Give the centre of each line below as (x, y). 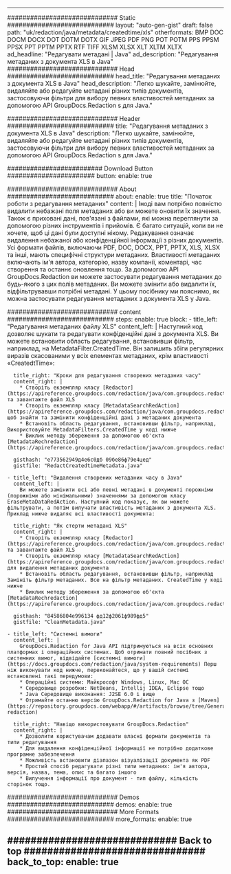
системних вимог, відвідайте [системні (64, 658)
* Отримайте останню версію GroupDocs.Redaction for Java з (107, 700)
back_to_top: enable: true (63, 862)
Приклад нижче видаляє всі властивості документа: (81, 514)
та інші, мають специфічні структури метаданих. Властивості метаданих (114, 255)
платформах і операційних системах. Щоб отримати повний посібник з (107, 652)
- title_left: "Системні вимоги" (55, 634)
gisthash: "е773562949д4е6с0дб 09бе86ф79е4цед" (83, 460)
